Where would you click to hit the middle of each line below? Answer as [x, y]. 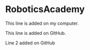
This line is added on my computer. [42, 23]
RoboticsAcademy [45, 9]
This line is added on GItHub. [36, 33]
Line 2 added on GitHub [30, 43]
